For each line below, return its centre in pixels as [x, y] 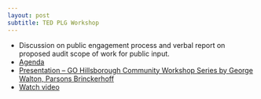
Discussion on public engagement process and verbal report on [122, 45]
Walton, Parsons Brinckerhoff [66, 79]
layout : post [29, 15]
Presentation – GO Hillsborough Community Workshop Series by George [136, 70]
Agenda [31, 62]
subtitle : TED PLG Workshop [53, 23]
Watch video [39, 86]
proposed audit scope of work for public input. [94, 53]
